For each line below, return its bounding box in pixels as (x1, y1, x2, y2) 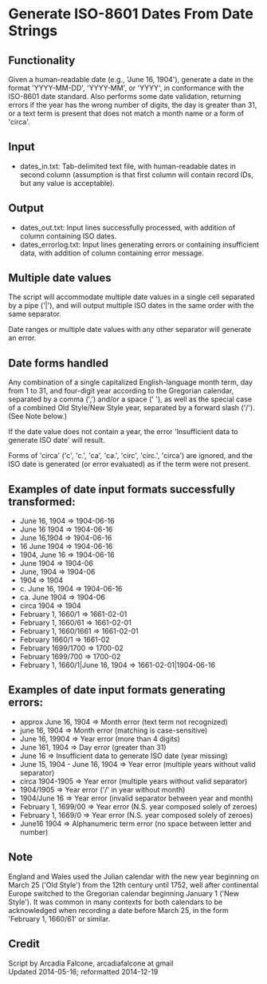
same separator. (8, 309, 62, 319)
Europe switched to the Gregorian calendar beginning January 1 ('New (8, 888, 239, 898)
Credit (8, 937, 40, 950)
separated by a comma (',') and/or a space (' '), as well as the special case (8, 394, 253, 404)
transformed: (8, 495, 76, 508)
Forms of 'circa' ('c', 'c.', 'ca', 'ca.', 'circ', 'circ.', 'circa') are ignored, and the (8, 451, 253, 460)
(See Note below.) (8, 412, 68, 421)
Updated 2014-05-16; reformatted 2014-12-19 (8, 966, 159, 976)
